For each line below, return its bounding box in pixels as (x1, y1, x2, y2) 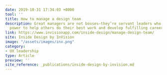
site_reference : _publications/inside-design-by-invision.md (5, 62, 135, 67)
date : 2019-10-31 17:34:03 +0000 (5, 7, 75, 12)
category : (5, 44, 26, 49)
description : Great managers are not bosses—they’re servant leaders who (5, 21, 162, 26)
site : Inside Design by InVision (5, 35, 75, 40)
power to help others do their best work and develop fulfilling (9, 26, 148, 31)
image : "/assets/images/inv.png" (5, 39, 75, 44)
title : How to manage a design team (5, 16, 81, 21)
